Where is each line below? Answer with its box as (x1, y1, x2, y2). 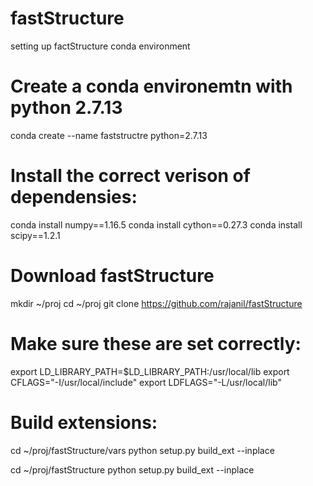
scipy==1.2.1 (10, 229, 61, 241)
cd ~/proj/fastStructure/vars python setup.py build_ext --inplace (10, 444, 275, 456)
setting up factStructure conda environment (10, 40, 191, 52)
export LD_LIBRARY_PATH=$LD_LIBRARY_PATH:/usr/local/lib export (10, 365, 290, 377)
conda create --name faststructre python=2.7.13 (10, 129, 208, 141)
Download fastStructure (10, 265, 215, 287)
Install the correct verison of (10, 165, 251, 187)
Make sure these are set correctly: (10, 332, 302, 355)
